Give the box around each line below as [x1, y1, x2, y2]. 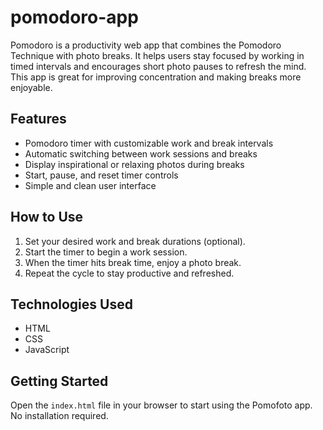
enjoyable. [10, 81, 53, 93]
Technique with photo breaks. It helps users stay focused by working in [10, 49, 305, 61]
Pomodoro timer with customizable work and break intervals [24, 137, 274, 149]
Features [10, 111, 67, 128]
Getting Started [10, 372, 109, 390]
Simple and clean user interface [24, 179, 157, 191]
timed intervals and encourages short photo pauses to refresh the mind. [10, 60, 307, 72]
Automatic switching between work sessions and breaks [24, 147, 258, 160]
